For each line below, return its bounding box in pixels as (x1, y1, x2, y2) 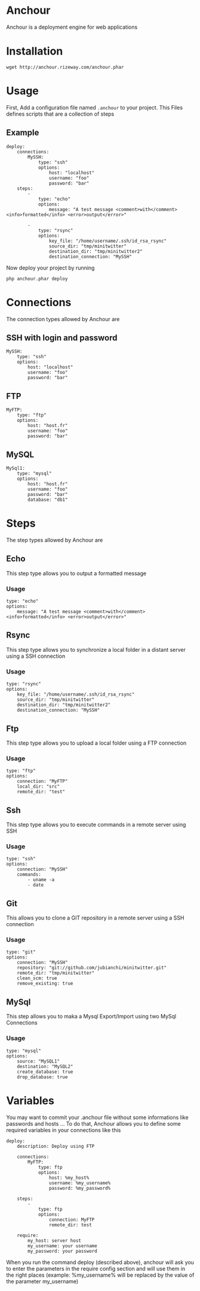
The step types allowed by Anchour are (6, 536, 103, 543)
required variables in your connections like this (6, 1126, 121, 1133)
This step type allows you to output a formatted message (6, 570, 147, 577)
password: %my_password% (48, 1185, 111, 1191)
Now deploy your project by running (6, 264, 95, 271)
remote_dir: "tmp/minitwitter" (17, 970, 95, 976)
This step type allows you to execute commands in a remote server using (6, 821, 186, 829)
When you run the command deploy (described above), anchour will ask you (6, 1259, 194, 1266)
